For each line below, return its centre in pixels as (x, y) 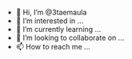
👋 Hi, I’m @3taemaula (51, 12)
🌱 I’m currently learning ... (58, 29)
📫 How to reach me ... (53, 47)
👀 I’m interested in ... (50, 21)
